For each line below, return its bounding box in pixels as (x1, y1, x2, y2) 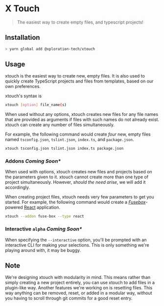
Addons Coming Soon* (5, 158, 61, 165)
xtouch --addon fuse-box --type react (5, 214, 84, 219)
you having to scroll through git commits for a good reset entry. (5, 295, 133, 301)
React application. (23, 204, 60, 210)
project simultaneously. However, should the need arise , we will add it (5, 179, 146, 185)
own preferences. (5, 83, 41, 89)
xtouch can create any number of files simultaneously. (5, 122, 115, 128)
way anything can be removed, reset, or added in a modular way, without (5, 290, 152, 296)
